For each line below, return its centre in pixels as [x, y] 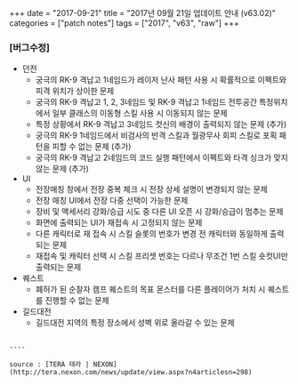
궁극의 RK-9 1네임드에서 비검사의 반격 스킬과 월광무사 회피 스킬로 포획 [156, 135]
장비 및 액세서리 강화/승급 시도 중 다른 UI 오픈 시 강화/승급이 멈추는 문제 [159, 212]
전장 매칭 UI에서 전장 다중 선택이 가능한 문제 [112, 201]
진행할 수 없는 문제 [77, 301]
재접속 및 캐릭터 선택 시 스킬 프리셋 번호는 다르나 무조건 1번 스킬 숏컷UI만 [162, 256]
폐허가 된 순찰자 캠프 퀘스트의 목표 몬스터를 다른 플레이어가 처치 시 [150, 289]
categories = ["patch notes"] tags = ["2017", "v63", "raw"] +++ [125, 23]
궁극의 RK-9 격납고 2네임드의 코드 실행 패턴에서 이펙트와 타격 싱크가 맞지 [162, 157]
